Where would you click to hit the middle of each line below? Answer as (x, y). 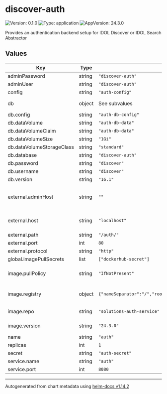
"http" (106, 251)
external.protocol (28, 251)
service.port (22, 369)
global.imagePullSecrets (36, 259)
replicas (17, 345)
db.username (23, 171)
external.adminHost (31, 197)
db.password (23, 163)
